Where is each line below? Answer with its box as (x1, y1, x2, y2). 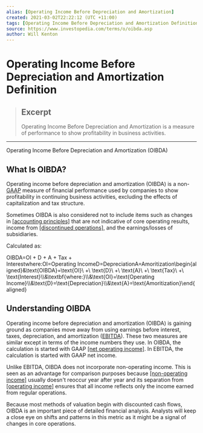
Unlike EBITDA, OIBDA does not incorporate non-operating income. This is (6, 363, 192, 370)
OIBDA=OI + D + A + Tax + (6, 254, 72, 261)
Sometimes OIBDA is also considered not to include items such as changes (6, 211, 193, 218)
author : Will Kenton (6, 31, 59, 37)
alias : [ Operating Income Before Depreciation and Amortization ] (6, 8, 174, 15)
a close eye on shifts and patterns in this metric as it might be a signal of (6, 413, 187, 420)
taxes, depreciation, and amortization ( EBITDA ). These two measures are (6, 332, 188, 339)
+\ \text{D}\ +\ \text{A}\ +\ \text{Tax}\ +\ (85, 266, 184, 274)
